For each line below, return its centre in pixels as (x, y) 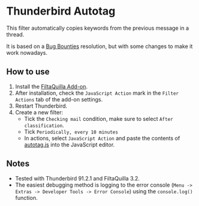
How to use (28, 72)
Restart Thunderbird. (41, 106)
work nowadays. (27, 52)
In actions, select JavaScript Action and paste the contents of (102, 138)
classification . (44, 125)
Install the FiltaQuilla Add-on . (51, 86)
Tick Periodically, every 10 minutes (71, 131)
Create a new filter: (39, 112)
